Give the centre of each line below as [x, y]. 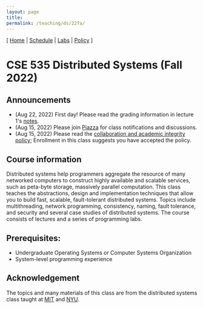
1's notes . [27, 121]
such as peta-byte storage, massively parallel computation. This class [93, 187]
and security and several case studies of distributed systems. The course [98, 213]
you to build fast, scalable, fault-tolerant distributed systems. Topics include [101, 200]
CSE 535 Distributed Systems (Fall [95, 65]
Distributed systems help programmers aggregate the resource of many [96, 174]
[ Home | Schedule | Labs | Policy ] [50, 41]
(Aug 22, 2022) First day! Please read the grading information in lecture [104, 115]
